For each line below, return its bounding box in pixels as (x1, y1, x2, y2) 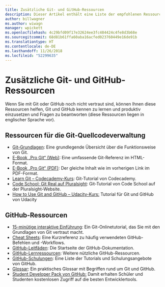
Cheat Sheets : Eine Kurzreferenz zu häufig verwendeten (12, 234, 126, 240)
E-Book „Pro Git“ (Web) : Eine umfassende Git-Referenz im (12, 155, 130, 161)
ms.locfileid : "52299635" (5, 53, 58, 58)
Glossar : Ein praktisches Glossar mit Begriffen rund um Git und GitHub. (12, 266, 156, 272)
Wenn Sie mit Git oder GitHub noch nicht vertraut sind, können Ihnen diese (5, 101, 156, 107)
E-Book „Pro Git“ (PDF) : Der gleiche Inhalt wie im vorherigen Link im (12, 165, 150, 171)
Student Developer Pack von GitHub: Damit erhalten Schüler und (12, 271, 143, 277)
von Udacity (12, 197, 37, 203)
